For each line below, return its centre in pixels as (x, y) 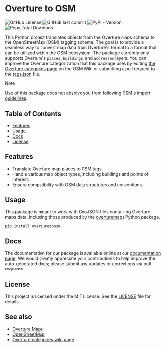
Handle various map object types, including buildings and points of (80, 174)
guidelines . (16, 98)
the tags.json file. (23, 74)
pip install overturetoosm (33, 226)
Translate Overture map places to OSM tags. (58, 169)
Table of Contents (33, 114)
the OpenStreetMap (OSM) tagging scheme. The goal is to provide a (75, 42)
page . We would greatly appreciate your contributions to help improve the (80, 258)
